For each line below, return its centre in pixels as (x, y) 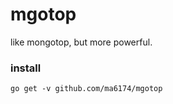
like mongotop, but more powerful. (81, 42)
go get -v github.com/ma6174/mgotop (86, 89)
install (26, 68)
